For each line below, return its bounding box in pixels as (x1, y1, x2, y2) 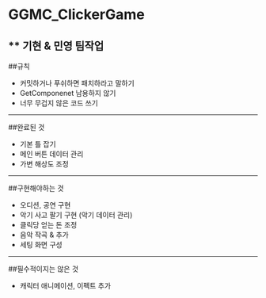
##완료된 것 (8, 123, 45, 132)
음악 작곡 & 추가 (19, 230, 69, 239)
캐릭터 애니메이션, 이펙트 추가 (19, 281, 112, 290)
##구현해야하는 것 (8, 184, 64, 193)
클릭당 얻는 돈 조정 (19, 220, 78, 229)
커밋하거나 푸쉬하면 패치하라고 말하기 (19, 78, 135, 88)
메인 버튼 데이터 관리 (19, 149, 84, 159)
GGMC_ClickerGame (8, 6, 145, 24)
